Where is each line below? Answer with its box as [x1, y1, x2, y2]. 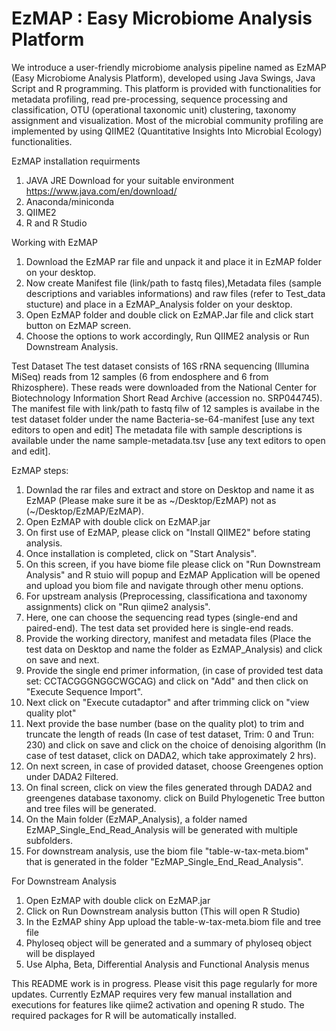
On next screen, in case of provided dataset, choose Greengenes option [25, 760, 324, 772]
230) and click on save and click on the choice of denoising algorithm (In [25, 738, 327, 751]
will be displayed [25, 947, 96, 959]
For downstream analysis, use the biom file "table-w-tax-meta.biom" [25, 845, 309, 857]
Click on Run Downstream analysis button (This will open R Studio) [25, 905, 301, 917]
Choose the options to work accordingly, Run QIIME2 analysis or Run [25, 330, 310, 342]
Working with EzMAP [11, 236, 98, 248]
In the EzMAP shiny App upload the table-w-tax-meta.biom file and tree [25, 915, 322, 927]
